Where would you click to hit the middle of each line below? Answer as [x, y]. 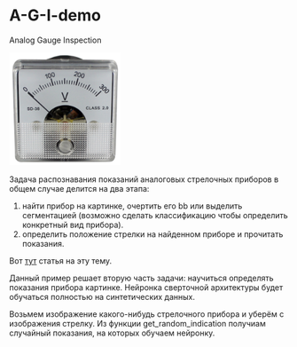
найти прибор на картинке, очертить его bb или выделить [132, 206]
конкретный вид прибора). [73, 225]
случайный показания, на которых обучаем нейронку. [112, 333]
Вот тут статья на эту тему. [61, 261]
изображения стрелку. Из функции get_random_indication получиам [137, 324]
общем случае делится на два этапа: [79, 189]
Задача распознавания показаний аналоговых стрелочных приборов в [144, 179]
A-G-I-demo [55, 16]
